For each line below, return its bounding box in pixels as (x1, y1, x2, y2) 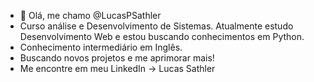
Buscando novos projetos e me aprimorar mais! (19, 52, 215, 64)
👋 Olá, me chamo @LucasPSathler (19, 10, 162, 21)
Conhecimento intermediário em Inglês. (19, 41, 183, 53)
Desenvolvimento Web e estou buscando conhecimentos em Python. (19, 31, 305, 42)
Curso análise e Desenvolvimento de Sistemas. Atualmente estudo (19, 20, 294, 32)
